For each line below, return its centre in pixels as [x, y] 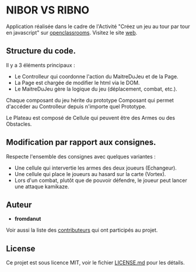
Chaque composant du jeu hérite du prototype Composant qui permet [90, 100]
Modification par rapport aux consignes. [81, 142]
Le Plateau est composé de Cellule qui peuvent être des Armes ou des [91, 118]
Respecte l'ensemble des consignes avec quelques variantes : [81, 156]
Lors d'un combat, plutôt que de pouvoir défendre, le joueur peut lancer [101, 180]
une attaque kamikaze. [42, 186]
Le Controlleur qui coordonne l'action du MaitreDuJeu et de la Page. [97, 76]
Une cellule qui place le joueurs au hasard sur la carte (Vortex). [90, 174]
